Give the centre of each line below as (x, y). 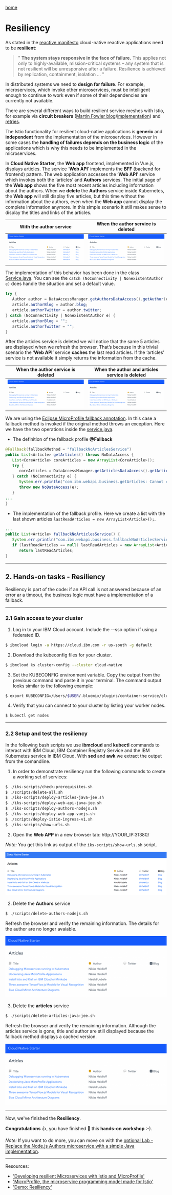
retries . (13, 121)
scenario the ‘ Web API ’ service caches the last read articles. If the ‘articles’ (85, 352)
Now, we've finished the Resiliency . (43, 1118)
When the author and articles (126, 369)
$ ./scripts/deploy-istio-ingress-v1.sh (49, 819)
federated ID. (26, 635)
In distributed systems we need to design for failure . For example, (75, 84)
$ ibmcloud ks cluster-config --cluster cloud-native (64, 665)
